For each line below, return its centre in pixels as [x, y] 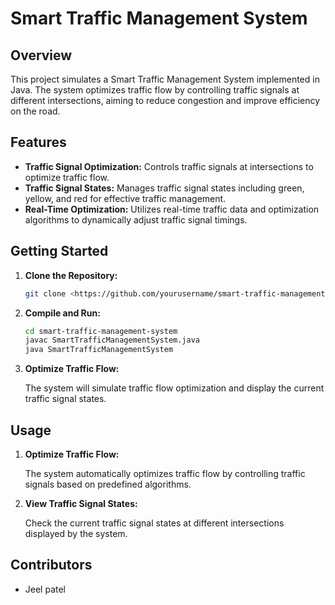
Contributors [51, 565]
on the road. [35, 111]
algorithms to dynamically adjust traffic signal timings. [136, 219]
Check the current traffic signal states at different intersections [154, 523]
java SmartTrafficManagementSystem [99, 350]
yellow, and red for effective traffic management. [125, 198]
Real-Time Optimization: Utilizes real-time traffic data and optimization [172, 209]
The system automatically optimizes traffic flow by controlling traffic [165, 473]
